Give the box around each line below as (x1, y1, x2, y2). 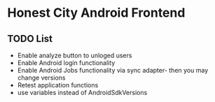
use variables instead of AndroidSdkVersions (17, 89, 148, 96)
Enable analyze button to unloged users (17, 51, 132, 59)
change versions (17, 73, 66, 82)
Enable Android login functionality (17, 59, 116, 67)
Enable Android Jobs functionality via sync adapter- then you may (17, 66, 209, 74)
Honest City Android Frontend (7, 5, 186, 21)
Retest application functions (17, 81, 99, 89)
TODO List (7, 33, 53, 45)
